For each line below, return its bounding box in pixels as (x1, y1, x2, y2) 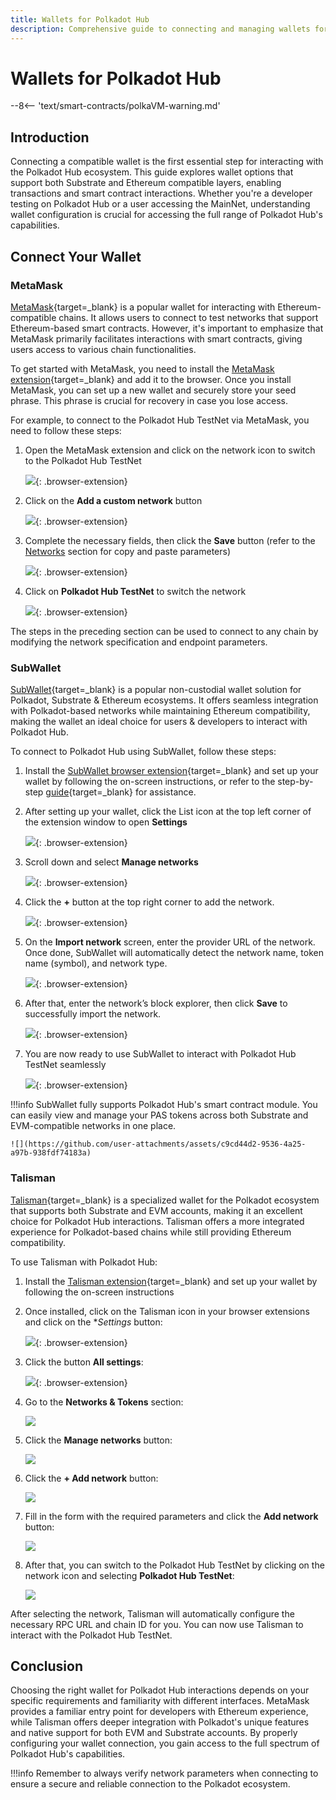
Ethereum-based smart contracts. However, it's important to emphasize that (10, 322, 324, 334)
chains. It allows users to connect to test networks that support (58, 311, 319, 323)
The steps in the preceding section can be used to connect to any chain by (10, 625, 319, 637)
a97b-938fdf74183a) (10, 1148, 92, 1158)
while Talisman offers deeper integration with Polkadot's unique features (10, 1716, 310, 1728)
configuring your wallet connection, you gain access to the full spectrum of (10, 1737, 320, 1750)
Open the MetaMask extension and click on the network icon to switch (24, 444, 316, 456)
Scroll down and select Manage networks (24, 856, 199, 868)
